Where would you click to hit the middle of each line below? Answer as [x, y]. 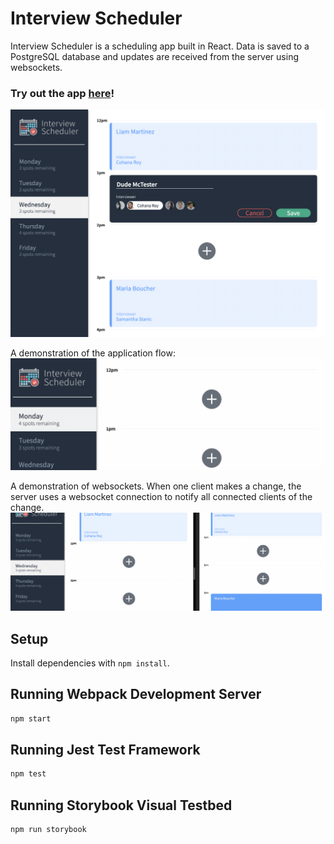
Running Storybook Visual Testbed [121, 805]
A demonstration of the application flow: [93, 353]
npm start [31, 718]
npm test [28, 774]
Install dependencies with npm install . [90, 663]
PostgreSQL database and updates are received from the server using [154, 56]
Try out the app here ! [62, 93]
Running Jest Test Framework [105, 750]
